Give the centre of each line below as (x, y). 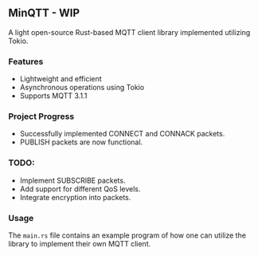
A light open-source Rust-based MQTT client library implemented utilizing (129, 32)
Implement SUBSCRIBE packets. (72, 180)
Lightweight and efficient (61, 79)
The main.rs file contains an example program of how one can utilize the (127, 235)
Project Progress (41, 116)
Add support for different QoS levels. (80, 189)
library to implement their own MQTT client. (80, 244)
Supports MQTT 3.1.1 (53, 96)
